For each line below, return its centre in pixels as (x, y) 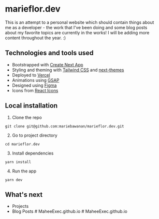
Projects (20, 206)
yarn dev (14, 180)
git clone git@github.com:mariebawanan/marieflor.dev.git (65, 126)
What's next (24, 195)
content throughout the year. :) (36, 38)
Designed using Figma (34, 85)
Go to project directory (35, 135)
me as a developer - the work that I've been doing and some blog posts (76, 27)
